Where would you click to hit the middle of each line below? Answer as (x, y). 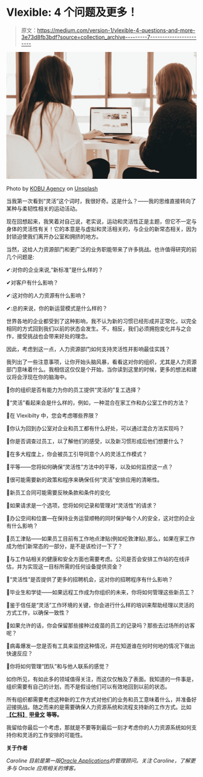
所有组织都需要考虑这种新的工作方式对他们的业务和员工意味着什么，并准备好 (101, 699)
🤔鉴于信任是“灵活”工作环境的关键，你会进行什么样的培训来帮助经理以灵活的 (100, 605)
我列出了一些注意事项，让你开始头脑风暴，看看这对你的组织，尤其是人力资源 (101, 362)
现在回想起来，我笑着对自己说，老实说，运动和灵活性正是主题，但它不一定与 (101, 221)
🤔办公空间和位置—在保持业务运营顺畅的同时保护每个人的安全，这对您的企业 (101, 518)
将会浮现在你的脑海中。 (40, 377)
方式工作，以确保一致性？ (38, 612)
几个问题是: (21, 257)
